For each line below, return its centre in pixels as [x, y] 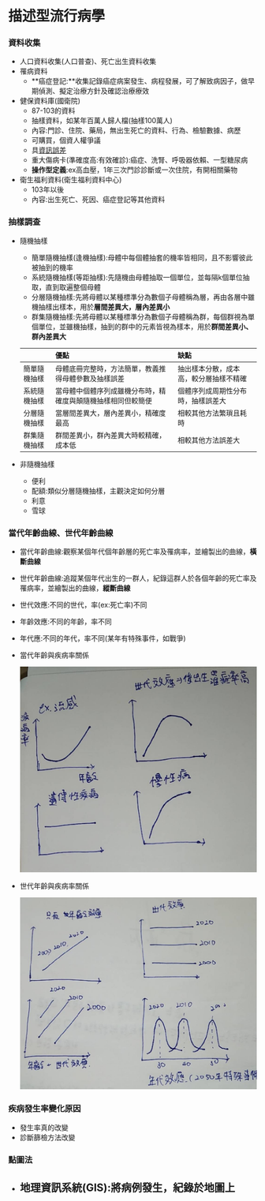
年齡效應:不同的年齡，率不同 [65, 622]
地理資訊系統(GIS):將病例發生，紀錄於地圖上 [127, 1187]
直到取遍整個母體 [73, 287]
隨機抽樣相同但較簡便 [117, 400]
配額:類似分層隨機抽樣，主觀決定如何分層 [98, 491]
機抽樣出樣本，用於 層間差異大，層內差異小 [101, 307]
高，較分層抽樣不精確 [212, 378]
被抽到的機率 [52, 267]
